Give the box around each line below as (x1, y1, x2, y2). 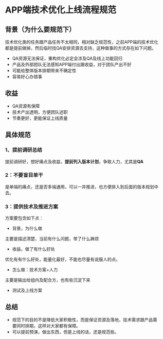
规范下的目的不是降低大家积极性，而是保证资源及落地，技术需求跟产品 (12, 317, 153, 322)
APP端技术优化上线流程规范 (5, 4, 117, 16)
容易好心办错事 (12, 74, 42, 79)
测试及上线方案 (12, 288, 42, 293)
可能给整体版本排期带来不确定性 (12, 68, 76, 73)
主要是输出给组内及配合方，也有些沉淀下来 (5, 277, 91, 283)
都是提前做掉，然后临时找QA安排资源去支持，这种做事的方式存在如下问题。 (5, 45, 156, 51)
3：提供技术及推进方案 (5, 203, 58, 210)
